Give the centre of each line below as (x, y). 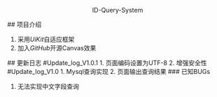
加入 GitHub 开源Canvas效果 (57, 48)
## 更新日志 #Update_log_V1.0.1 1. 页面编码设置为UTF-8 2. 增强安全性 (107, 63)
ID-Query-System (118, 10)
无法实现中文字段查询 (48, 86)
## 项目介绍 (24, 24)
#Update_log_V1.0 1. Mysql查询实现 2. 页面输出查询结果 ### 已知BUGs (109, 72)
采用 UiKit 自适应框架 (46, 39)
